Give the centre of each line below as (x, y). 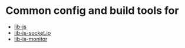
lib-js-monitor (31, 39)
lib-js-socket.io (32, 32)
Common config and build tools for (92, 11)
